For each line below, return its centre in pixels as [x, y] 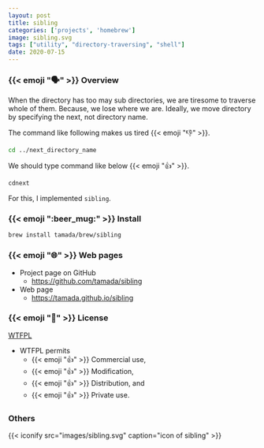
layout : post [30, 15]
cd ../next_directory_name [52, 151]
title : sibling [33, 23]
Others [22, 418]
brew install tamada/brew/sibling [65, 235]
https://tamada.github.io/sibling [82, 297]
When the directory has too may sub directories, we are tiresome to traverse [132, 100]
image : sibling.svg [40, 37]
